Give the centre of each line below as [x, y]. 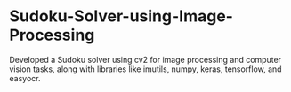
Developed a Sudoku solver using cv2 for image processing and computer [145, 59]
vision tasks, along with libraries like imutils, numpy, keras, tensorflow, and [145, 69]
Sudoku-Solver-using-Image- [121, 16]
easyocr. [25, 78]
